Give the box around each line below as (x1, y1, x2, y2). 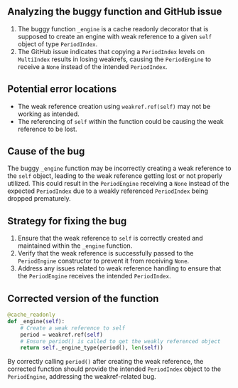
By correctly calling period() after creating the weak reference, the (7, 357, 204, 366)
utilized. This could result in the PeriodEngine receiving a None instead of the (7, 179, 229, 188)
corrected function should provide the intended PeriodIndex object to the (7, 365, 222, 373)
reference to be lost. (17, 125, 77, 133)
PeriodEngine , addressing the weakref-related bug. (7, 372, 156, 381)
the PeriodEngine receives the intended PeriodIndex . (17, 272, 171, 280)
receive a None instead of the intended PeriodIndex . (17, 62, 168, 70)
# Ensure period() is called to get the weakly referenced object (20, 337, 221, 345)
